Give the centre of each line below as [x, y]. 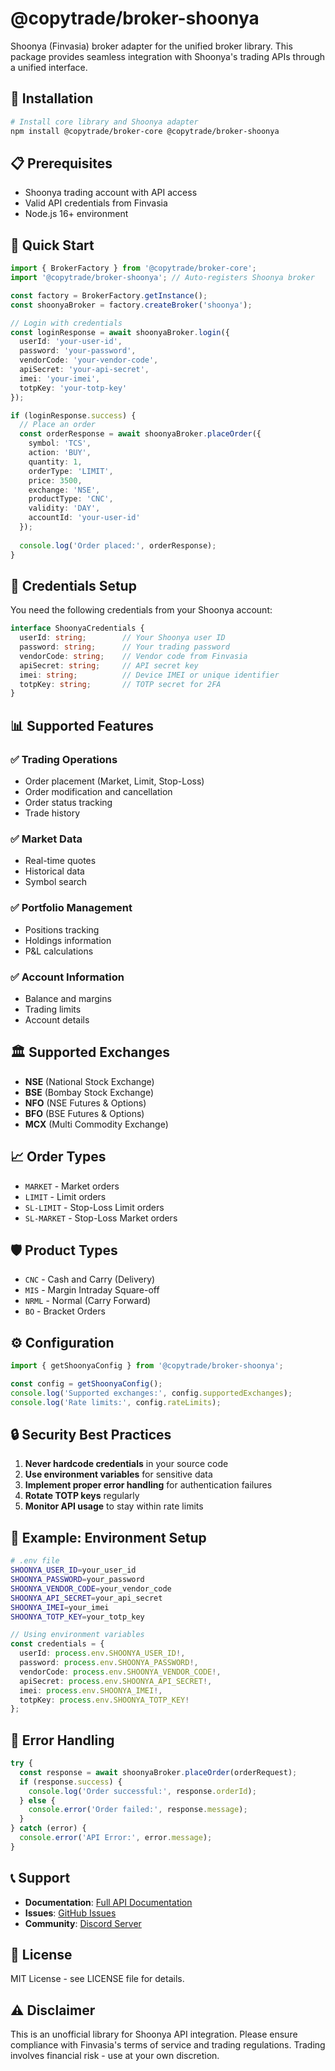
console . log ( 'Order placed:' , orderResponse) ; [118, 545]
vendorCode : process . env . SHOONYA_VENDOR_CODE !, [120, 1672]
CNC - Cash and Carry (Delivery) [90, 1279]
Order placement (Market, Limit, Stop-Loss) [114, 781]
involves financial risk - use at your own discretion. [115, 2056]
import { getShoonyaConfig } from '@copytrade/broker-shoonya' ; [147, 1366]
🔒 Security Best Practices [91, 1435]
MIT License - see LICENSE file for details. [97, 1979]
